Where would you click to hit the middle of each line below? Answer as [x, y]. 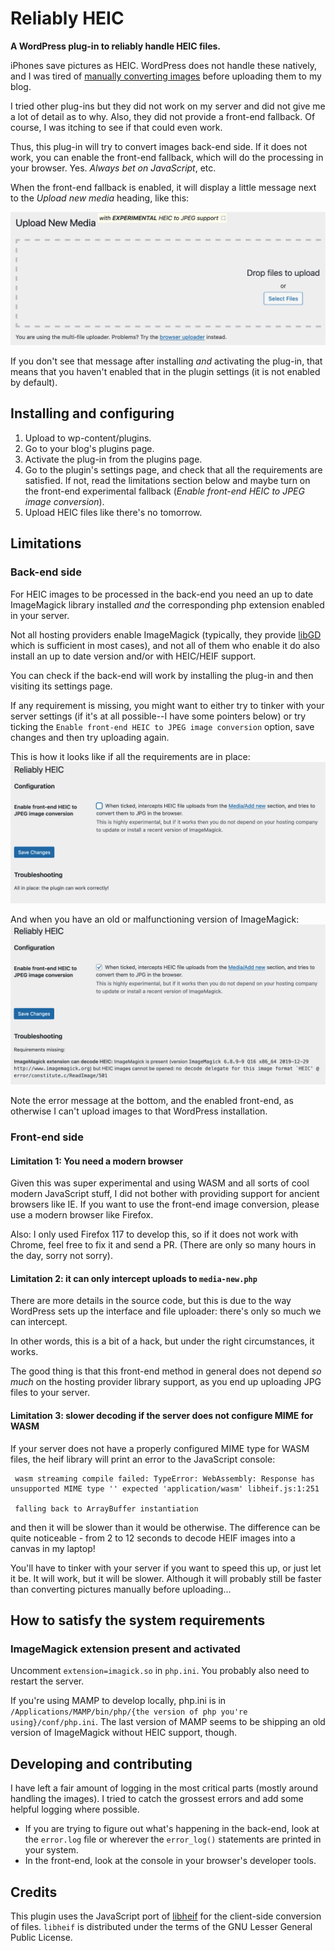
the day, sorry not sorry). [61, 1256]
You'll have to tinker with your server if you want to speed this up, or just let [166, 1568]
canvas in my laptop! [53, 1548]
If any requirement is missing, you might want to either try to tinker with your [167, 705]
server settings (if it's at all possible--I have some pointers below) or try [158, 716]
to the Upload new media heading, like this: [100, 198]
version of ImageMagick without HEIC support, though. [123, 1733]
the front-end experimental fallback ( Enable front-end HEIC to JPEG [164, 491]
